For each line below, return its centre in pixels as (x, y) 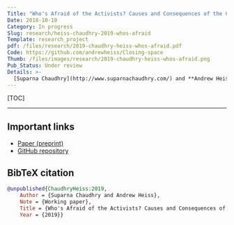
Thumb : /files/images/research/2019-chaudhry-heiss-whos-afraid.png (109, 59)
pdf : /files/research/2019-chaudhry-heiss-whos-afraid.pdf (95, 46)
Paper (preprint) (40, 143)
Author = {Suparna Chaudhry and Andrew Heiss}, (90, 195)
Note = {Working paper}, (56, 202)
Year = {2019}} (42, 215)
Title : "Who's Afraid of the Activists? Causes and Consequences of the (115, 14)
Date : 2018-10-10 (32, 20)
